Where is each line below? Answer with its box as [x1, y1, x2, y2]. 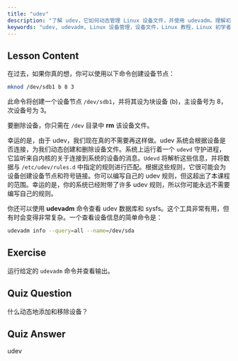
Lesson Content [7, 50, 79, 62]
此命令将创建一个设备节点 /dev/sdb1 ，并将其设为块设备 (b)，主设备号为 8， [7, 97, 227, 106]
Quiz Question [7, 287, 72, 299]
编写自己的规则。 [7, 189, 57, 198]
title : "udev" [7, 10, 50, 18]
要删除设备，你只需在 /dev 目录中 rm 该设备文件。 [7, 121, 154, 130]
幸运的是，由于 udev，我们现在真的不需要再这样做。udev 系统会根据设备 [7, 136, 220, 145]
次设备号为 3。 [7, 106, 51, 115]
